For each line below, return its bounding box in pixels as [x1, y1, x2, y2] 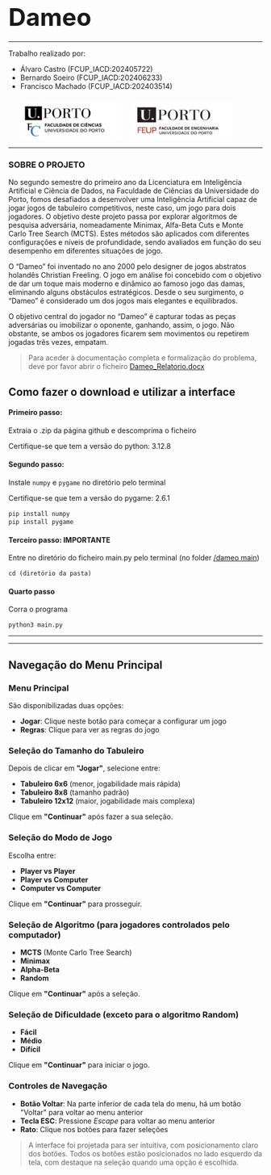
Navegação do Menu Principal [8, 658, 163, 672]
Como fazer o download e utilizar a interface [8, 385, 236, 399]
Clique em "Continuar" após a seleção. [8, 989, 141, 999]
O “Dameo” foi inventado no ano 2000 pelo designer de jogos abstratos [8, 262, 247, 271]
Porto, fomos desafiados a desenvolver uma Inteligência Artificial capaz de [8, 195, 258, 204]
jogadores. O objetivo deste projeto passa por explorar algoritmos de [8, 212, 238, 221]
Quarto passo [8, 586, 55, 596]
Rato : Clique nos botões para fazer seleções [19, 1124, 169, 1134]
